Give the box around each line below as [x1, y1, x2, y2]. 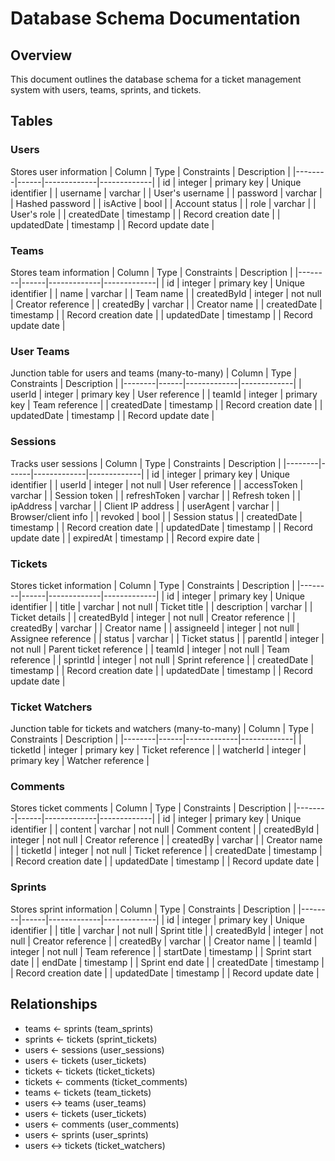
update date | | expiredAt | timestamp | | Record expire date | [10, 532, 261, 544]
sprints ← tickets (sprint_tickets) [24, 1033, 158, 1045]
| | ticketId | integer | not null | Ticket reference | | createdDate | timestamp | [10, 845, 323, 857]
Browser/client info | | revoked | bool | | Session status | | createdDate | [10, 510, 303, 522]
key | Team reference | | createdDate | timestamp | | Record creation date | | [10, 399, 323, 411]
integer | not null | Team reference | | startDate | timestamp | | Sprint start [10, 945, 312, 957]
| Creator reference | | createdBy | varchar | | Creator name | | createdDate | [10, 298, 323, 310]
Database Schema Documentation [10, 7, 301, 30]
